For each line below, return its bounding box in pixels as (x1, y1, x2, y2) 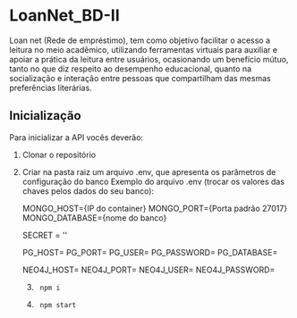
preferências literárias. (9, 82, 92, 93)
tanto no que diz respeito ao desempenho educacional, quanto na (9, 63, 252, 74)
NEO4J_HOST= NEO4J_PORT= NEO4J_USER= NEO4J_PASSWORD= (21, 264, 276, 275)
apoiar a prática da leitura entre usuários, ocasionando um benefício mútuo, (9, 54, 289, 64)
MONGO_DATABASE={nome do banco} (21, 212, 167, 223)
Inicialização (9, 108, 82, 123)
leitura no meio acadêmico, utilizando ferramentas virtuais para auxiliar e (9, 44, 278, 54)
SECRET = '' (21, 230, 68, 240)
